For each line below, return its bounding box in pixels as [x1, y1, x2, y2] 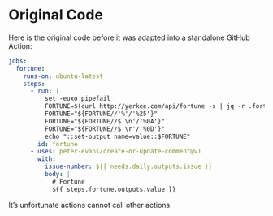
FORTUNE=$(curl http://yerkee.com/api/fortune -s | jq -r [44, 102, 245, 110]
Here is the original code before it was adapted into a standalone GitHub [8, 32, 250, 42]
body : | [44, 171, 71, 179]
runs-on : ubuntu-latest [23, 71, 104, 80]
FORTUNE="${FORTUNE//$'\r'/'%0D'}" [44, 124, 165, 133]
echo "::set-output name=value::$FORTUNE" [44, 132, 191, 140]
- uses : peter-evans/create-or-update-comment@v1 [29, 148, 201, 156]
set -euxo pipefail [44, 95, 111, 103]
